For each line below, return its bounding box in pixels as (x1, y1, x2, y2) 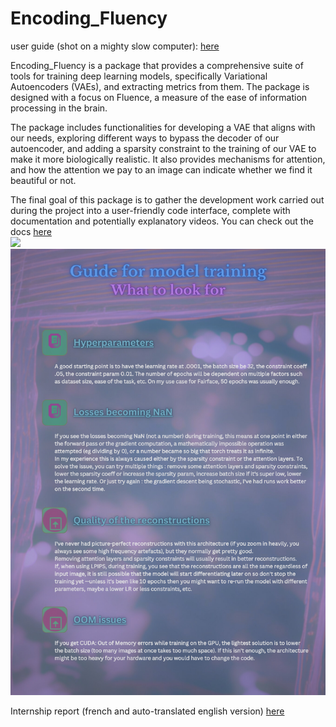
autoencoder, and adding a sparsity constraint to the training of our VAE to (10, 142, 317, 154)
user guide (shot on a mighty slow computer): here (10, 40, 220, 52)
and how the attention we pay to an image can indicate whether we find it (10, 163, 313, 176)
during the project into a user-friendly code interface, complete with (10, 204, 291, 216)
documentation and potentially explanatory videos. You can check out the (10, 215, 314, 227)
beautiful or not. (10, 174, 77, 186)
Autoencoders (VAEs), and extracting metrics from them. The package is (10, 80, 310, 92)
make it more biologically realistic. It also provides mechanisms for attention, (10, 153, 326, 165)
